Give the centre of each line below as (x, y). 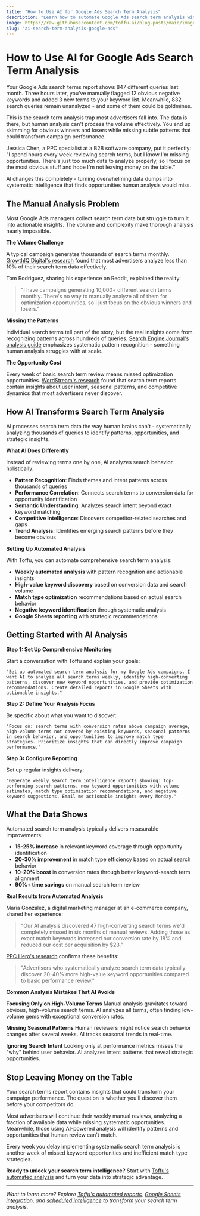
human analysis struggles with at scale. (54, 351)
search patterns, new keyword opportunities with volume (107, 786)
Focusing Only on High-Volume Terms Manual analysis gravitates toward (97, 1004)
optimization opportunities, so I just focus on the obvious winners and (106, 303)
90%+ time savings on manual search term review (77, 885)
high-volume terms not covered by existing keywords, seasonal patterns (98, 732)
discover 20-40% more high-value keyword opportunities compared (105, 974)
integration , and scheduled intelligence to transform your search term (92, 1200)
